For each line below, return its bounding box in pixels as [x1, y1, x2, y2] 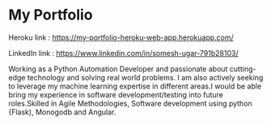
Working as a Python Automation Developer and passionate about [8, 63, 228, 74]
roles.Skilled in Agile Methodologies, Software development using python [8, 98, 252, 108]
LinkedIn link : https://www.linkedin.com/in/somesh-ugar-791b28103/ [8, 48, 239, 58]
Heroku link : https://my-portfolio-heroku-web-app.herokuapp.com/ [8, 32, 235, 42]
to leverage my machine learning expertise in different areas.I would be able [8, 81, 262, 91]
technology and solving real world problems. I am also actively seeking [27, 72, 264, 82]
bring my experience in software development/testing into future [8, 89, 224, 99]
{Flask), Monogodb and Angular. [8, 107, 116, 117]
